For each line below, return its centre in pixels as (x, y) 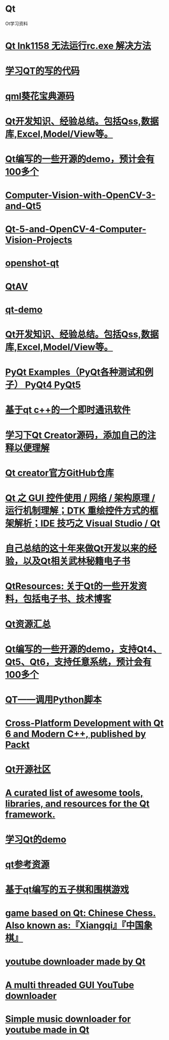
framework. (30, 814)
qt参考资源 (27, 864)
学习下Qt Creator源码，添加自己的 (76, 435)
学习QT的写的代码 (42, 71)
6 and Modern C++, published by (76, 734)
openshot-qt (32, 263)
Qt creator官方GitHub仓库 (60, 473)
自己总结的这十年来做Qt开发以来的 (77, 549)
